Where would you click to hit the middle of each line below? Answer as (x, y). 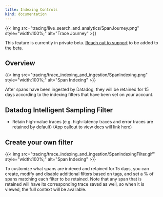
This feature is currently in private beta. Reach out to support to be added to (82, 42)
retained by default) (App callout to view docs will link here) (72, 127)
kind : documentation (26, 14)
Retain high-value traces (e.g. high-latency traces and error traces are (83, 122)
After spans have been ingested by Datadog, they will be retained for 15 (77, 89)
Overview (20, 63)
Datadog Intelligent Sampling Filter (59, 110)
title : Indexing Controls (31, 10)
